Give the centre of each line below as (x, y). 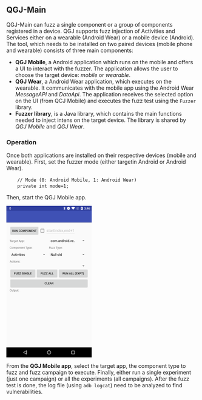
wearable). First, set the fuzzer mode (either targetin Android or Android (96, 162)
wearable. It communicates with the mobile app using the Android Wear (104, 88)
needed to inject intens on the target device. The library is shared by (100, 120)
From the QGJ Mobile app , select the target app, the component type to (96, 366)
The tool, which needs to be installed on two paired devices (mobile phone (99, 44)
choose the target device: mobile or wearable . (73, 75)
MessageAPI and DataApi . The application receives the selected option (104, 94)
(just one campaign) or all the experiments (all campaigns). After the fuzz (98, 379)
